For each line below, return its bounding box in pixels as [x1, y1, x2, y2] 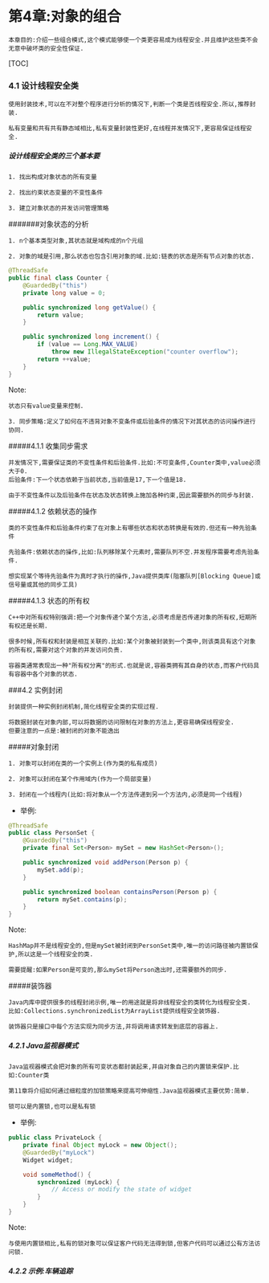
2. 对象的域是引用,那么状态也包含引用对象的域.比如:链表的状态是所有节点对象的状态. [8, 252, 255, 261]
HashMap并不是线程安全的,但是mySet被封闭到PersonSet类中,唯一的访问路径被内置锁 [8, 942, 253, 950]
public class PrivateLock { [8, 1134, 103, 1142]
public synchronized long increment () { [22, 333, 160, 341]
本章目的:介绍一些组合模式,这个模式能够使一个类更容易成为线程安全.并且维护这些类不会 [8, 35, 259, 44]
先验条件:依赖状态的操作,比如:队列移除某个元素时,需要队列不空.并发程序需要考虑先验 [8, 548, 254, 556]
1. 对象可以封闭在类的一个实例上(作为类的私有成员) [8, 759, 158, 767]
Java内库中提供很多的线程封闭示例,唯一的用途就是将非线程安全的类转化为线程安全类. [8, 999, 251, 1007]
